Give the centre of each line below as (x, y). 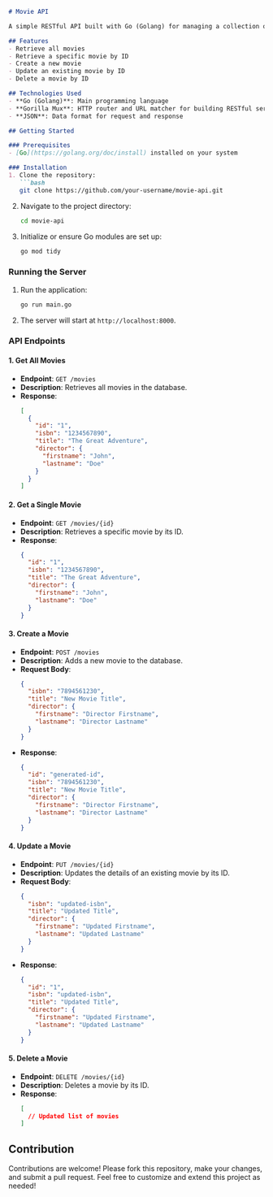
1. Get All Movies (37, 361)
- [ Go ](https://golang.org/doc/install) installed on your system (123, 153)
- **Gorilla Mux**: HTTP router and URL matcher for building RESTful (130, 108)
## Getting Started (41, 131)
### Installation (38, 168)
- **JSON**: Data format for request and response (96, 116)
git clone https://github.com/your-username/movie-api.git (121, 190)
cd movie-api (42, 221)
